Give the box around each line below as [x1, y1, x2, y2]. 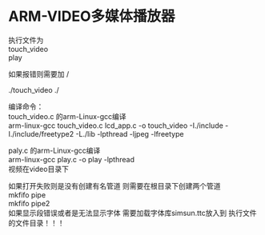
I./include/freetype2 [8, 129, 74, 138]
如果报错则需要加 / [8, 69, 70, 78]
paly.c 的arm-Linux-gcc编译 [8, 145, 101, 155]
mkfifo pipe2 [8, 198, 50, 208]
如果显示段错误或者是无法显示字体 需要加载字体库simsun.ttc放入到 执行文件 [8, 208, 257, 217]
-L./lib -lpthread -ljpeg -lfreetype [75, 129, 184, 138]
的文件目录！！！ [8, 217, 65, 228]
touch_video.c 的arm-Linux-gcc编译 [8, 111, 126, 121]
